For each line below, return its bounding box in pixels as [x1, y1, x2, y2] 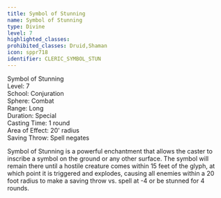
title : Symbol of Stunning [7, 10, 86, 17]
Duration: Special [7, 111, 57, 119]
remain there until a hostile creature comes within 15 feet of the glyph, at [7, 161, 215, 170]
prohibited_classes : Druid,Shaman [7, 42, 108, 49]
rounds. [7, 183, 29, 192]
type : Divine [7, 23, 45, 30]
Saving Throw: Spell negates [7, 133, 89, 142]
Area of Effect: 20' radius [7, 126, 80, 134]
